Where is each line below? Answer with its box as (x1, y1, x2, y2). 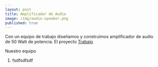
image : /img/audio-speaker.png (5, 16, 69, 21)
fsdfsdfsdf (12, 57, 33, 63)
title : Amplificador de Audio (5, 12, 67, 16)
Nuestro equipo (5, 48, 36, 54)
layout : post (5, 7, 32, 12)
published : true (5, 20, 38, 26)
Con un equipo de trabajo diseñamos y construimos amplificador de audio (5, 34, 154, 40)
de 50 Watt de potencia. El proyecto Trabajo (5, 39, 93, 45)
